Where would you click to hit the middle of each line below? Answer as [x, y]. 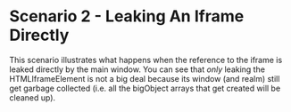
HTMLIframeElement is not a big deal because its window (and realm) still [145, 78]
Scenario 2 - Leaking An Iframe [127, 16]
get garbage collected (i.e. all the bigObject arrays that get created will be [145, 88]
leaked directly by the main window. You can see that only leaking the [137, 69]
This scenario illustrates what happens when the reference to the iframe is [146, 60]
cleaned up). [33, 97]
